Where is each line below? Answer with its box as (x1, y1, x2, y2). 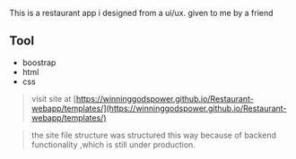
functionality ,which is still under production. (30, 138, 196, 150)
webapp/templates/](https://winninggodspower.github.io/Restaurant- (30, 103, 287, 113)
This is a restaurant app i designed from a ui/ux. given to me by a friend (9, 8, 274, 18)
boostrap (22, 57, 57, 68)
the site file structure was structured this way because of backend (30, 130, 276, 140)
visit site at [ (30, 93, 77, 104)
